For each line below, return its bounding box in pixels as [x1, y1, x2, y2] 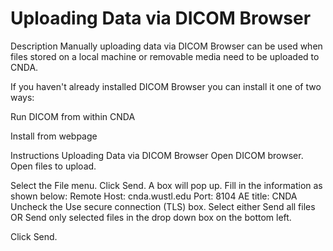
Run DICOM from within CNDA [10, 110, 136, 122]
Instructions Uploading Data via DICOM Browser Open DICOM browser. [10, 149, 304, 161]
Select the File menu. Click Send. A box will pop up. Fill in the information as [10, 179, 323, 191]
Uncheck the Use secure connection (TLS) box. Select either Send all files [10, 200, 316, 212]
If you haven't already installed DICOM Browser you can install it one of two [10, 80, 322, 92]
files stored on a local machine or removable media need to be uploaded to [10, 50, 320, 62]
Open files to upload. [10, 160, 97, 172]
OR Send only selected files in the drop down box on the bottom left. [10, 211, 292, 223]
